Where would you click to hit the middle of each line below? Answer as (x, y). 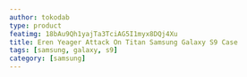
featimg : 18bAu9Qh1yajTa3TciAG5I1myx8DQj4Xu (94, 34)
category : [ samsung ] (48, 58)
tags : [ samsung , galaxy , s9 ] (64, 50)
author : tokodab (39, 17)
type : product (36, 26)
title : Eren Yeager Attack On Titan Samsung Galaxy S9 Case (124, 42)
